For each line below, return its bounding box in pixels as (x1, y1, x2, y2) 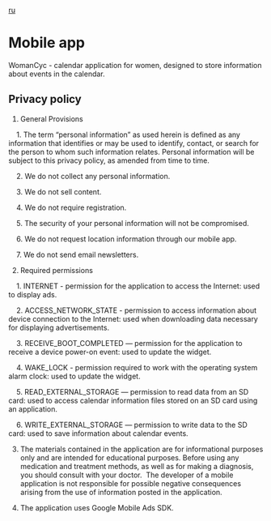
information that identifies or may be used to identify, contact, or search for (8, 138, 260, 147)
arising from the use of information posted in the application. (19, 487, 222, 497)
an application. (8, 404, 58, 414)
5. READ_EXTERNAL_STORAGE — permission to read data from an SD (15, 386, 249, 396)
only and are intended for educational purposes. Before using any (19, 452, 239, 463)
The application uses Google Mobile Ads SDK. (19, 502, 174, 512)
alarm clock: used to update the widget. (8, 371, 141, 381)
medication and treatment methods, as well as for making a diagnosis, (19, 461, 254, 471)
